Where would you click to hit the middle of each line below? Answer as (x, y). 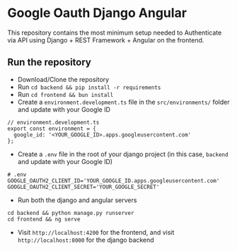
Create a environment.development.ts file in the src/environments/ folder (123, 102)
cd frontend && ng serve (44, 219)
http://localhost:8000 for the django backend (86, 240)
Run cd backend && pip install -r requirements (89, 87)
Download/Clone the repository (63, 79)
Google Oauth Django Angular (97, 13)
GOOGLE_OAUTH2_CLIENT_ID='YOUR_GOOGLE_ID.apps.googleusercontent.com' (114, 181)
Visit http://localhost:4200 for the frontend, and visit (96, 232)
